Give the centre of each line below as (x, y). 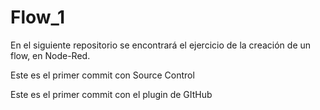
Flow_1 (37, 17)
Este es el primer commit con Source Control (102, 75)
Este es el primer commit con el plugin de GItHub (111, 94)
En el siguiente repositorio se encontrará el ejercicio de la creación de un (161, 45)
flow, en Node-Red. (50, 55)
